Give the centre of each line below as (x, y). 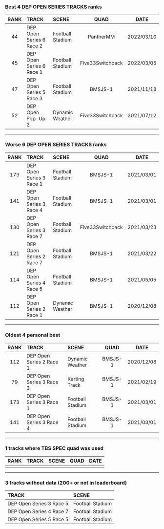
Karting (76, 379)
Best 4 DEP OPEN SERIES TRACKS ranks (54, 7)
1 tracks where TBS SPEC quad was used (54, 448)
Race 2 (35, 46)
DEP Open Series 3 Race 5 (38, 504)
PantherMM (101, 37)
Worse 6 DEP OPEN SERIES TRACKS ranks (56, 145)
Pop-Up (36, 119)
